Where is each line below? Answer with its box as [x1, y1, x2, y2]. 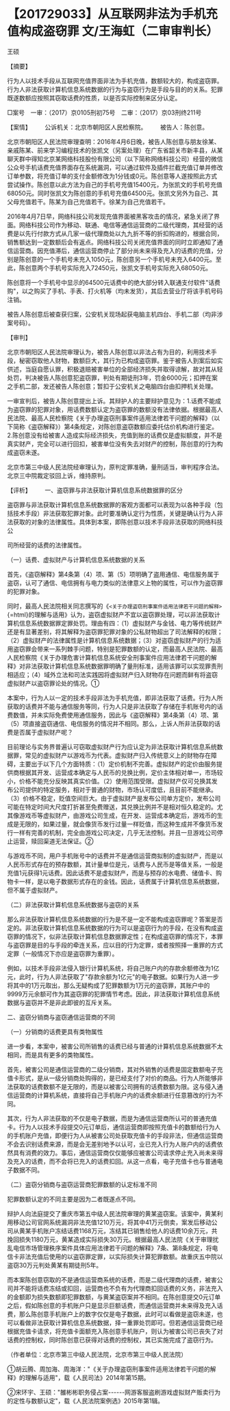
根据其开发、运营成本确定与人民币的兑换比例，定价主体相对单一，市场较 [18, 768, 223, 777]
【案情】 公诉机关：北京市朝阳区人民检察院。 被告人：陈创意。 [7, 123, 209, 131]
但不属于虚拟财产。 [7, 886, 62, 894]
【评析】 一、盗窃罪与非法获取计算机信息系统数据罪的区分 [7, 485, 183, 494]
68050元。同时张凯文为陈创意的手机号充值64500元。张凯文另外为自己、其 [7, 189, 219, 197]
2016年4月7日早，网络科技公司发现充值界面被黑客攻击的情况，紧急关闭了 [7, 212, 214, 220]
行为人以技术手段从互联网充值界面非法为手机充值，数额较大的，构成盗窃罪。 [7, 76, 223, 84]
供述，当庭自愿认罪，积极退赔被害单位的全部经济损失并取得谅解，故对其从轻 [7, 365, 223, 373]
